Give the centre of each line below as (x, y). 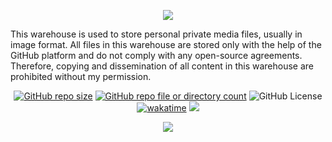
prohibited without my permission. (81, 76)
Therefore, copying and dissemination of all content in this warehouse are (162, 66)
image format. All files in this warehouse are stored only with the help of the (166, 44)
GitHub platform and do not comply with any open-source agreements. (156, 55)
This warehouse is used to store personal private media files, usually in (156, 34)
